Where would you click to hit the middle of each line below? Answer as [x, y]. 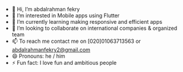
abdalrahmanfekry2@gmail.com [51, 50]
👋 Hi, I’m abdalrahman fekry [46, 9]
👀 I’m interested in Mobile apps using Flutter [66, 15]
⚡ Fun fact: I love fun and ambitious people [64, 63]
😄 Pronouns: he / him [38, 56]
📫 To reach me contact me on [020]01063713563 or [76, 41]
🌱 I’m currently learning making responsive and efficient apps [87, 22]
